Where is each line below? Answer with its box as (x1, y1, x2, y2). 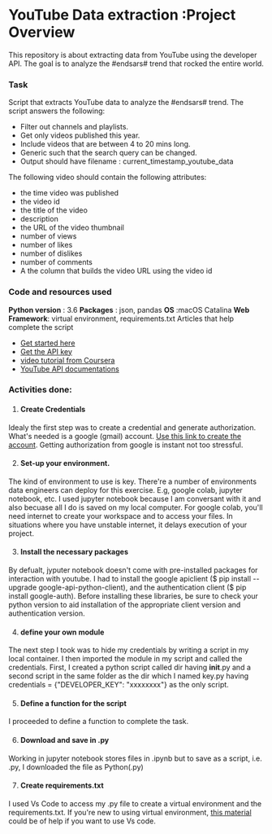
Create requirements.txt (19, 780, 104, 791)
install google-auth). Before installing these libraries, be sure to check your (8, 591, 258, 601)
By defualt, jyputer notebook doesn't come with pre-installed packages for (8, 565, 258, 575)
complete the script (8, 322, 74, 331)
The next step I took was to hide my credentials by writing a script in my (8, 645, 249, 655)
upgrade (8, 582, 37, 592)
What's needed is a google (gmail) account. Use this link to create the (8, 431, 242, 441)
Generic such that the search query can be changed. (19, 148, 197, 158)
